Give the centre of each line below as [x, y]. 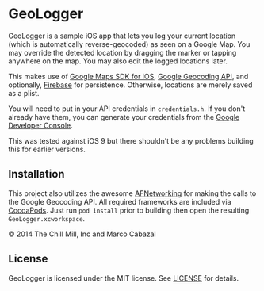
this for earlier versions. [47, 149]
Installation [36, 174]
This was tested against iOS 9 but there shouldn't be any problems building [131, 140]
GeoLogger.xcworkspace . [47, 218]
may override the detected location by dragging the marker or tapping [122, 52]
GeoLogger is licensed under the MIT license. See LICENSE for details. [124, 278]
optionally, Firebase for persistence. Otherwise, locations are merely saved [130, 85]
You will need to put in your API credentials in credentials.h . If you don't [127, 109]
